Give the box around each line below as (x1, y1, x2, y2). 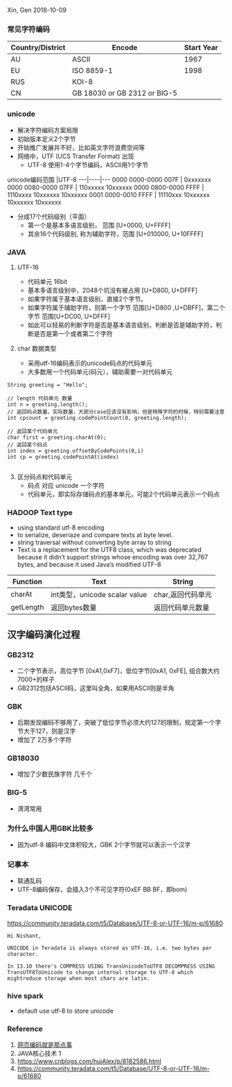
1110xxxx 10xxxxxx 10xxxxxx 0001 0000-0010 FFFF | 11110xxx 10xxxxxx (7, 190, 210, 199)
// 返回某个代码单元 (7, 428, 58, 435)
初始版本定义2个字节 (17, 135, 76, 143)
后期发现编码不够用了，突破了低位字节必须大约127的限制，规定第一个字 (17, 718, 222, 727)
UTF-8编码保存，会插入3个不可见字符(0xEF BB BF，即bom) (17, 885, 188, 894)
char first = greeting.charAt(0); (7, 434, 107, 441)
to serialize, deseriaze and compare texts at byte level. (17, 531, 173, 539)
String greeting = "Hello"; (7, 381, 89, 388)
